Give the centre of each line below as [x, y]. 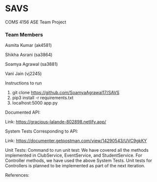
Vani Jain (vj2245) [23, 74]
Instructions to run [24, 83]
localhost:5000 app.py [35, 103]
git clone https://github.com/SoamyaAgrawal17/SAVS [66, 93]
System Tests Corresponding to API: [42, 131]
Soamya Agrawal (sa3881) [32, 64]
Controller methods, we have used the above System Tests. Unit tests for [79, 161]
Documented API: [23, 112]
